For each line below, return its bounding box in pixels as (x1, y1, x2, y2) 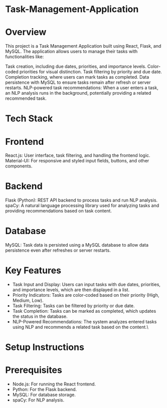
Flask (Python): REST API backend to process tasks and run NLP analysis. (5, 197, 158, 203)
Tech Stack (5, 113, 53, 124)
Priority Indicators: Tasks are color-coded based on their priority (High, (12, 292, 159, 298)
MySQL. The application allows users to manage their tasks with (5, 49, 138, 55)
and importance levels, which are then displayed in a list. (12, 287, 130, 293)
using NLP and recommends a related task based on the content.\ (12, 324, 149, 330)
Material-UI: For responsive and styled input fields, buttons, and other (5, 158, 149, 164)
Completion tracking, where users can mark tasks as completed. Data (5, 74, 149, 80)
